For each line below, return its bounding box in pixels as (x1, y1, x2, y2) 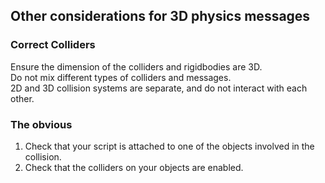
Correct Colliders (10, 38, 96, 52)
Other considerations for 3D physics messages (10, 8, 311, 25)
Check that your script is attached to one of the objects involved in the (24, 140, 315, 152)
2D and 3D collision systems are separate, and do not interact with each (10, 82, 308, 94)
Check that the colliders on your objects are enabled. (24, 161, 244, 173)
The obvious (10, 117, 73, 131)
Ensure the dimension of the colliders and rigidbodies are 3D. (10, 60, 263, 73)
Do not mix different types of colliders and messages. (10, 71, 232, 83)
